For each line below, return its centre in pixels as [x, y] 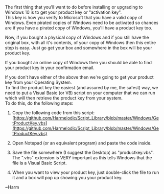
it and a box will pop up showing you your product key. [67, 178]
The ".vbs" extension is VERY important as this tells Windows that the [82, 158]
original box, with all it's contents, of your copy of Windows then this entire [81, 43]
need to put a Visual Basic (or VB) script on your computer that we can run [80, 93]
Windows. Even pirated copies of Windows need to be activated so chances [82, 23]
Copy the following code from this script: [53, 113]
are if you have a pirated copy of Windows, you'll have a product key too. [79, 28]
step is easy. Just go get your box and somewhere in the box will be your [79, 48]
